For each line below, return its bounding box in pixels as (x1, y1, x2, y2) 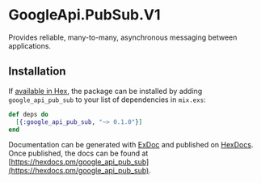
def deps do (8, 110, 48, 118)
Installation (8, 65, 66, 79)
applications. (8, 40, 51, 50)
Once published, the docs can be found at (8, 148, 149, 159)
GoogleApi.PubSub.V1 (8, 6, 161, 24)
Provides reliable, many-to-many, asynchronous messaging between (8, 32, 238, 42)
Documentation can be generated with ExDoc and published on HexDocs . (8, 140, 254, 150)
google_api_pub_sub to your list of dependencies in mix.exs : (8, 95, 206, 104)
